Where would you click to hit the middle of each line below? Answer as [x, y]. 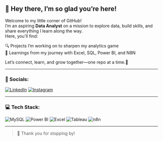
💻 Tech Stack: [23, 107]
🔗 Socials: [17, 79]
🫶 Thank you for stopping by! [46, 133]
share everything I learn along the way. [44, 31]
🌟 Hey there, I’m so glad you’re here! [61, 9]
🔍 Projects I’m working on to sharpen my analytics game [62, 46]
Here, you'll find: [22, 36]
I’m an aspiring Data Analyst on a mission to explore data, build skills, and [79, 26]
